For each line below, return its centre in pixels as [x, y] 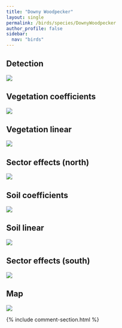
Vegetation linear [39, 130]
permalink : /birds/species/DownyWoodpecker [61, 23]
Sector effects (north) [48, 162]
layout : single [25, 17]
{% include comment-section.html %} [53, 319]
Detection [25, 64]
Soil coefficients [37, 195]
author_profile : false [34, 28]
